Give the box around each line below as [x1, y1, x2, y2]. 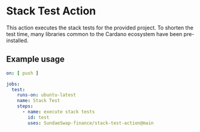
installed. [6, 37, 29, 44]
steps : [17, 103, 34, 109]
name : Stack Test [17, 98, 60, 104]
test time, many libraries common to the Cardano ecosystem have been [6, 30, 183, 37]
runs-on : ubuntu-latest [17, 92, 77, 98]
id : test [28, 114, 50, 121]
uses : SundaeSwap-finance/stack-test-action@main [28, 120, 154, 126]
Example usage [6, 54, 65, 64]
